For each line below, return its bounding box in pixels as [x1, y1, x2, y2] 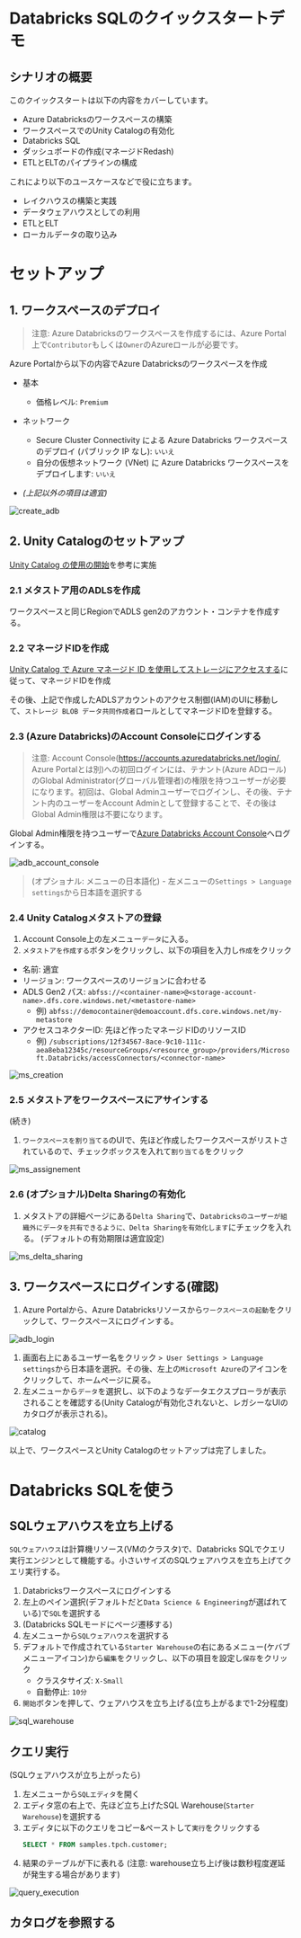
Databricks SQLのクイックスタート [9, 8, 270, 29]
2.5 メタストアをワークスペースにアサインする [9, 1093, 209, 1106]
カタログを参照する [9, 1916, 116, 1931]
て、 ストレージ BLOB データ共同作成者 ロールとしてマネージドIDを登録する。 [9, 706, 277, 716]
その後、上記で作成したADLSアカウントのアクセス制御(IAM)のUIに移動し [9, 694, 279, 706]
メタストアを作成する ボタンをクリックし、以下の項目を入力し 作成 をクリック [22, 945, 292, 956]
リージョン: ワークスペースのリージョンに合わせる [22, 975, 208, 985]
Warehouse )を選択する [22, 1811, 102, 1822]
